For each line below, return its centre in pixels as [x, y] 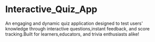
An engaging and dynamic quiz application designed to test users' [74, 23]
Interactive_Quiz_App [51, 9]
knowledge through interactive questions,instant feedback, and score [77, 28]
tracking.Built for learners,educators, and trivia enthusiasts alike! [72, 34]
